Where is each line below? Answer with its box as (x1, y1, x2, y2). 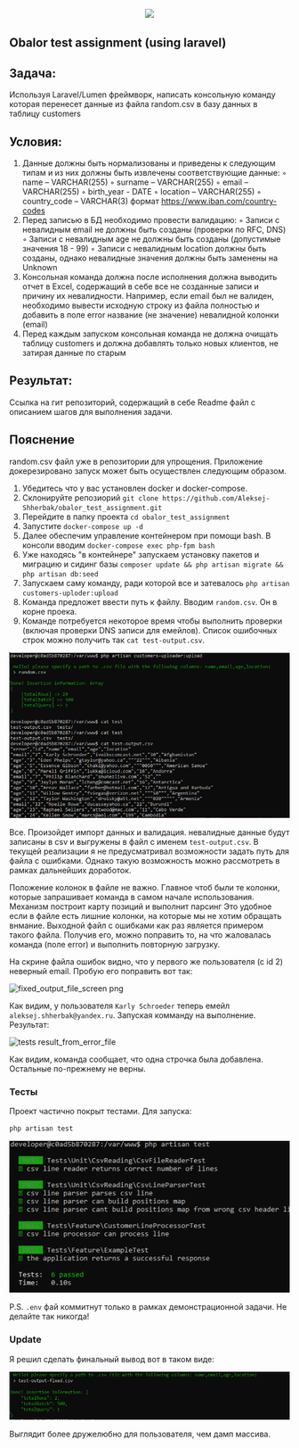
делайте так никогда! (9, 1311, 90, 1322)
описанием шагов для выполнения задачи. (9, 406, 174, 417)
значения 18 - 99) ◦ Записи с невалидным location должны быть (21, 244, 267, 254)
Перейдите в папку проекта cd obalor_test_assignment (21, 511, 230, 522)
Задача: (9, 65, 56, 80)
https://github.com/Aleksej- (162, 493, 271, 503)
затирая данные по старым (21, 348, 126, 359)
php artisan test (9, 1124, 74, 1133)
